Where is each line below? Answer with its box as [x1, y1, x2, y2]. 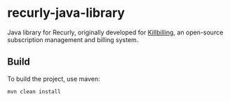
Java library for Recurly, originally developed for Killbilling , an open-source [7, 28, 224, 36]
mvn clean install [7, 88, 61, 95]
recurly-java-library [7, 5, 125, 21]
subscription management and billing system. [7, 35, 139, 43]
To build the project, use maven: [7, 74, 100, 83]
